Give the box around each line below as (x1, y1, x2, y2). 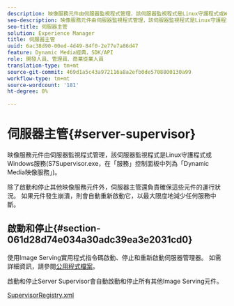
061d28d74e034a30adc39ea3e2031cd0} (7, 234, 193, 246)
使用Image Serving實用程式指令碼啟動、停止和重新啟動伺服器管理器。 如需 (7, 253, 221, 261)
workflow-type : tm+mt (7, 75, 70, 82)
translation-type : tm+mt (7, 62, 79, 69)
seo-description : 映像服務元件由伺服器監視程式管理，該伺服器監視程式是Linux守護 (7, 17, 221, 24)
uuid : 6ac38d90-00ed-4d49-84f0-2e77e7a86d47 (7, 43, 139, 49)
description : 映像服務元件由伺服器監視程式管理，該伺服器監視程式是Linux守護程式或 (7, 10, 224, 17)
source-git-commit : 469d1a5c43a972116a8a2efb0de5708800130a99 (7, 68, 192, 75)
